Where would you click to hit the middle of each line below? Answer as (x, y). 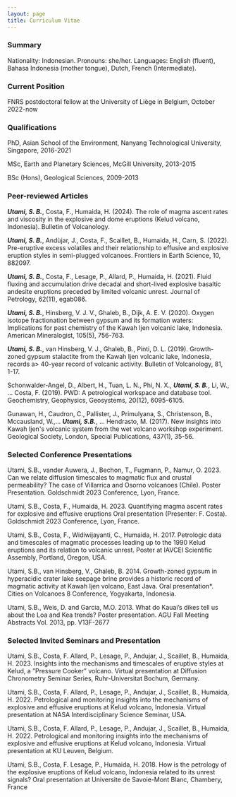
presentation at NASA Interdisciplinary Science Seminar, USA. (97, 715)
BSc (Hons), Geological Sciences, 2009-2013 (73, 178)
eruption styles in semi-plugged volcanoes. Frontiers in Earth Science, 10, (114, 255)
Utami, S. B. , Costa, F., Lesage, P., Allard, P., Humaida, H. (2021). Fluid (109, 276)
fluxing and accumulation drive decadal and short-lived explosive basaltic (114, 284)
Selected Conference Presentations (70, 454)
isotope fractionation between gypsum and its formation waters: (100, 320)
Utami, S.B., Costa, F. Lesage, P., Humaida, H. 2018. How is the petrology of (117, 764)
